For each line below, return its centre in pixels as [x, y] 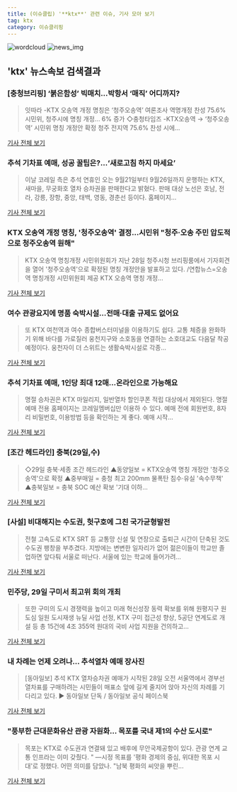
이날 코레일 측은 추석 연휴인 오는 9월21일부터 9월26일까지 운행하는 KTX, [125, 180]
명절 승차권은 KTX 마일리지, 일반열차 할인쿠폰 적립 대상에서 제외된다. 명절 [126, 400]
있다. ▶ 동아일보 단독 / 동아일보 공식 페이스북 [106, 696]
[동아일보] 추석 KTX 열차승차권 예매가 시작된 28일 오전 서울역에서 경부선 [125, 679]
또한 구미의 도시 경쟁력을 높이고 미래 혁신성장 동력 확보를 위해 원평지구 [122, 609]
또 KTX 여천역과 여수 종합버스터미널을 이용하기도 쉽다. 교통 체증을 [116, 330]
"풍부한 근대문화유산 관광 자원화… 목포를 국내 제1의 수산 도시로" [110, 731]
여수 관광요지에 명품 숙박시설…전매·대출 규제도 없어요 [93, 313]
